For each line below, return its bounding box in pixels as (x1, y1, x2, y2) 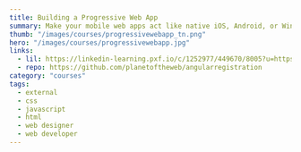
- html (17, 113, 42, 122)
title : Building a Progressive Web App (9, 13, 159, 22)
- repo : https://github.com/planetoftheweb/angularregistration (17, 63, 262, 72)
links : (9, 46, 34, 55)
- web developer (17, 130, 78, 139)
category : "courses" (9, 72, 87, 80)
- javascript (17, 105, 66, 114)
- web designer (17, 122, 74, 131)
